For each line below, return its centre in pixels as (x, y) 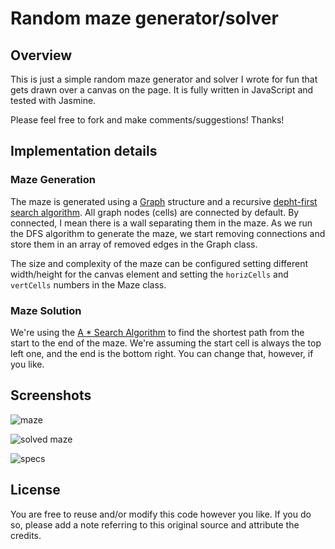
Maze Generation (53, 180)
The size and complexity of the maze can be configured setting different (159, 263)
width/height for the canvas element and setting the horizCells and (149, 274)
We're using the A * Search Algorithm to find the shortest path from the (157, 332)
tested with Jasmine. (53, 100)
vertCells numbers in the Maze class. (88, 284)
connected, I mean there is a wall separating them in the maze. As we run (161, 223)
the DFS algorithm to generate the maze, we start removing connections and (168, 233)
